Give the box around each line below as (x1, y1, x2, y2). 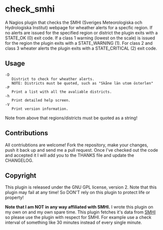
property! (5, 195, 24, 200)
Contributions (5, 129, 48, 137)
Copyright (5, 171, 36, 179)
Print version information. (11, 106, 69, 111)
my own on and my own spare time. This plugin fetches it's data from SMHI (5, 209, 156, 215)
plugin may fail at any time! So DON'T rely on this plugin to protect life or (5, 190, 150, 195)
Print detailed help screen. (11, 98, 71, 103)
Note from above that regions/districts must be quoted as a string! (5, 115, 138, 121)
